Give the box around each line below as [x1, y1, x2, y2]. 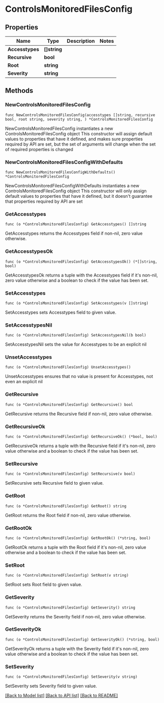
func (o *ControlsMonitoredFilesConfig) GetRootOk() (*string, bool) [5, 535, 151, 541]
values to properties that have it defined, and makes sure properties [5, 136, 143, 142]
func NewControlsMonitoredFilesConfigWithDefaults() [5, 170, 116, 175]
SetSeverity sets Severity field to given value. [5, 683, 98, 689]
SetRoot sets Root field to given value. [5, 581, 83, 587]
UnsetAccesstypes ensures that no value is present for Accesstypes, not [5, 373, 153, 379]
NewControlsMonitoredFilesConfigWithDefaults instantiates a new [5, 183, 139, 188]
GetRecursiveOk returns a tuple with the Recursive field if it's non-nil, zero [5, 443, 156, 449]
